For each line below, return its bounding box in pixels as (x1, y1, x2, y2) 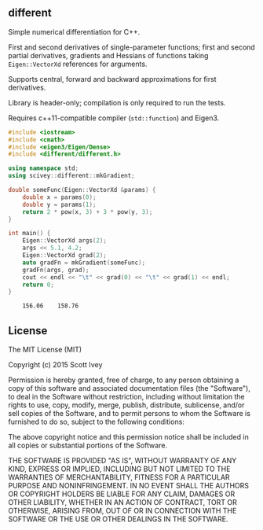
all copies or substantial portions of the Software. (8, 440, 167, 450)
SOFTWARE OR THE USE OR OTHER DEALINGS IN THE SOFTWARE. (8, 514, 228, 524)
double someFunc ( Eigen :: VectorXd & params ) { (8, 186, 156, 194)
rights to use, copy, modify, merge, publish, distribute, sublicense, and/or (8, 400, 245, 410)
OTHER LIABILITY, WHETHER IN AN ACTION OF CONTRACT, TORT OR (8, 498, 237, 506)
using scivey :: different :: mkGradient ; (8, 172, 135, 180)
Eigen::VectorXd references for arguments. (8, 59, 148, 68)
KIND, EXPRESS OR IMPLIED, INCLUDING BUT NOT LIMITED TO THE (8, 464, 231, 473)
